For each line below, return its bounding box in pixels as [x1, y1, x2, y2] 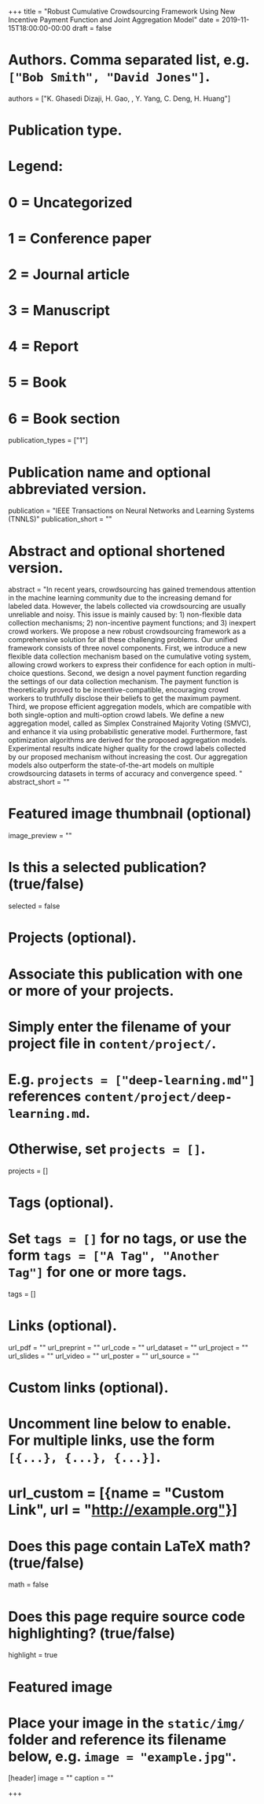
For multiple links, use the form [8, 1431, 215, 1450]
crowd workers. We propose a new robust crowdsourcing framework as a [8, 626, 246, 637]
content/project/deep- [83, 1089, 233, 1104]
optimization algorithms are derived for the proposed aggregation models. [8, 736, 247, 745]
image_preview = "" [8, 831, 72, 841]
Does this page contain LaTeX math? [8, 1537, 251, 1555]
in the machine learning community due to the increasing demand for [8, 593, 232, 603]
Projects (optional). [8, 929, 137, 947]
